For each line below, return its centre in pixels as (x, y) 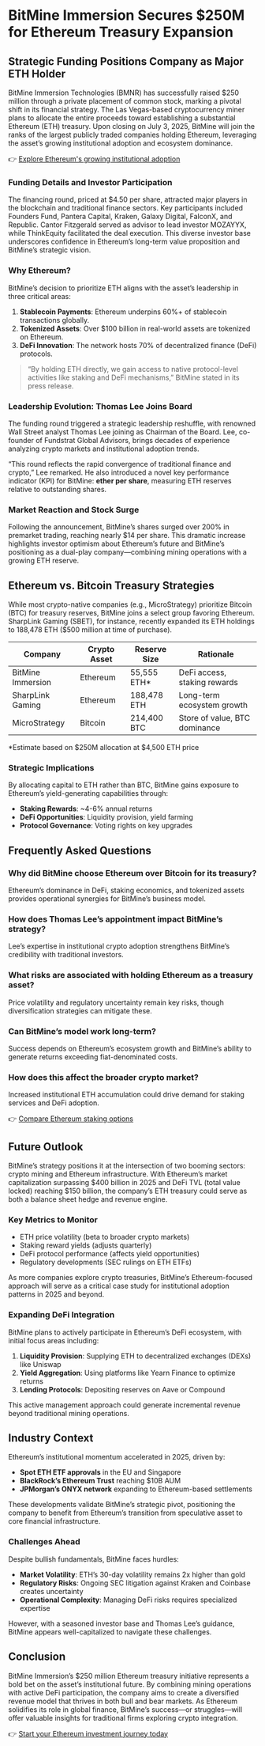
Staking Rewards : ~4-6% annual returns (86, 809)
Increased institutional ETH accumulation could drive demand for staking (126, 1095)
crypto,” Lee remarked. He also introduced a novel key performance (119, 472)
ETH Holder (37, 74)
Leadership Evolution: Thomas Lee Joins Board (100, 406)
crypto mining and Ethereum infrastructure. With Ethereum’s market (118, 1174)
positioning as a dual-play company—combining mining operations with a (127, 552)
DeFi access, (203, 672)
